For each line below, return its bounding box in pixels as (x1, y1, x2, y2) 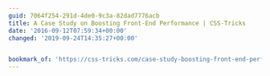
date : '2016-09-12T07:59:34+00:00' (8, 26, 128, 34)
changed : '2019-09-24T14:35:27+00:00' (8, 34, 138, 42)
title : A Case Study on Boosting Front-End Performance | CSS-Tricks (8, 19, 247, 27)
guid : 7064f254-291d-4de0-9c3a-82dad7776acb (8, 11, 160, 20)
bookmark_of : (8, 55, 52, 64)
